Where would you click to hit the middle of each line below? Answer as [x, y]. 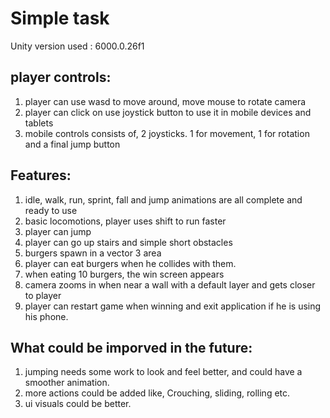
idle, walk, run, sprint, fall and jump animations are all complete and [163, 199]
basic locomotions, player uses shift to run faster [125, 221]
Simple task [60, 18]
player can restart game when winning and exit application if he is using [173, 306]
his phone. [46, 316]
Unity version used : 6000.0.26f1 [77, 46]
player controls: [61, 77]
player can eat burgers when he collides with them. [130, 263]
